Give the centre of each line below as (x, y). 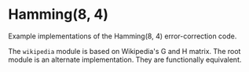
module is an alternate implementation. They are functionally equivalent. (125, 59)
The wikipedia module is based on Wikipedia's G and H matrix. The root (124, 51)
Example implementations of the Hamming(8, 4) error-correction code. (123, 36)
